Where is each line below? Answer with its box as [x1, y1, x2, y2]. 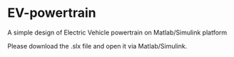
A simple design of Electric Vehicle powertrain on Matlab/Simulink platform [7, 28, 228, 37]
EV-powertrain [7, 5, 96, 21]
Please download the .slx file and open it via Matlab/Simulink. [7, 42, 188, 50]
